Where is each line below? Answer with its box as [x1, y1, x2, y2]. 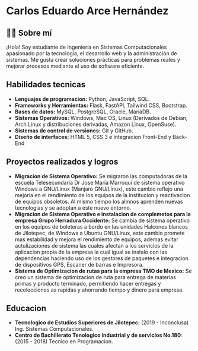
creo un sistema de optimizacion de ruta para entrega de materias [14, 273, 176, 280]
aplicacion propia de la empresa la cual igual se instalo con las [14, 248, 168, 255]
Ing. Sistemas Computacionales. [14, 325, 94, 333]
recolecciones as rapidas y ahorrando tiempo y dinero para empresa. [14, 286, 184, 293]
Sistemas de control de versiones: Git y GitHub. [14, 127, 133, 134]
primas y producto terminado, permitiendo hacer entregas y [14, 280, 161, 287]
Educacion [6, 303, 46, 314]
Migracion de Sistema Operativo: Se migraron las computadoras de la [14, 172, 188, 179]
